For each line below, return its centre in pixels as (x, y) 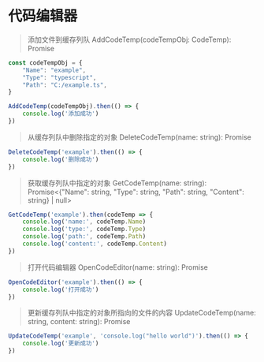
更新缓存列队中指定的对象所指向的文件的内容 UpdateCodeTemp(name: (141, 313)
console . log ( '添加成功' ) (61, 114)
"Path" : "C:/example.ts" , (65, 85)
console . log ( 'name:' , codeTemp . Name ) (84, 222)
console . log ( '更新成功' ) (61, 344)
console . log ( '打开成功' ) (61, 289)
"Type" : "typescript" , (59, 77)
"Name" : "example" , (54, 70)
